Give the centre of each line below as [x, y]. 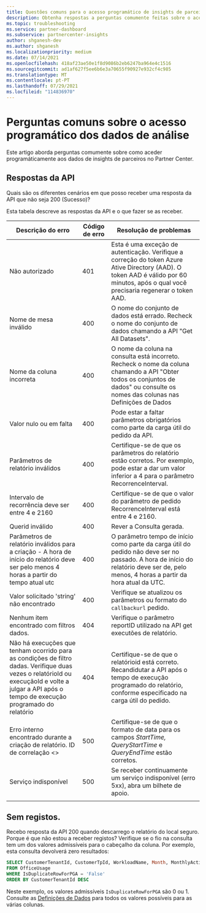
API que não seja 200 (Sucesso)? [48, 199]
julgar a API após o [36, 689]
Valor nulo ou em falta [41, 424]
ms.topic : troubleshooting [41, 23]
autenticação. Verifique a [147, 252]
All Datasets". [131, 338]
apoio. [120, 793]
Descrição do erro [43, 230]
